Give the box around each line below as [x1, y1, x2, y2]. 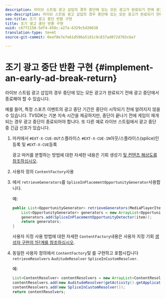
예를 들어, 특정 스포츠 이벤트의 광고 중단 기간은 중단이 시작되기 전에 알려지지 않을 [5, 106, 161, 112]
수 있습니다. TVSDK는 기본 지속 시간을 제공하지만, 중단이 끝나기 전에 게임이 [5, 112, 150, 118]
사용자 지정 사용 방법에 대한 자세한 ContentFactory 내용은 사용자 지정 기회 [12, 233, 154, 239]
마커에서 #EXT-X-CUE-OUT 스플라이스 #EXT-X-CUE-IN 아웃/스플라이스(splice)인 [12, 135, 160, 141]
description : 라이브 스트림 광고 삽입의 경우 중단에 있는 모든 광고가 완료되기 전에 [5, 7, 154, 12]
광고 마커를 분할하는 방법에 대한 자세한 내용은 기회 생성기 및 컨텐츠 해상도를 [12, 151, 158, 158]
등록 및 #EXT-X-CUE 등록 [12, 141, 57, 147]
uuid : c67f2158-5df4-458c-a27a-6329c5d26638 [5, 26, 98, 31]
